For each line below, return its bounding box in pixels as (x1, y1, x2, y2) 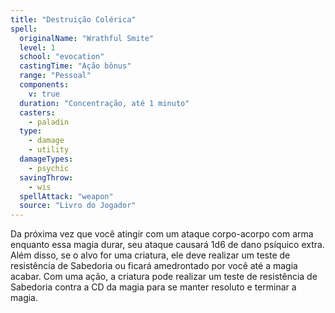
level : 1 (19, 42, 56, 53)
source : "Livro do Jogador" (19, 201, 137, 211)
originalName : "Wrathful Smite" (19, 33, 155, 43)
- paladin (28, 117, 70, 127)
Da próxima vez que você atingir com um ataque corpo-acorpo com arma (10, 228, 314, 240)
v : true (28, 89, 60, 99)
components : (19, 80, 70, 90)
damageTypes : (19, 154, 74, 164)
